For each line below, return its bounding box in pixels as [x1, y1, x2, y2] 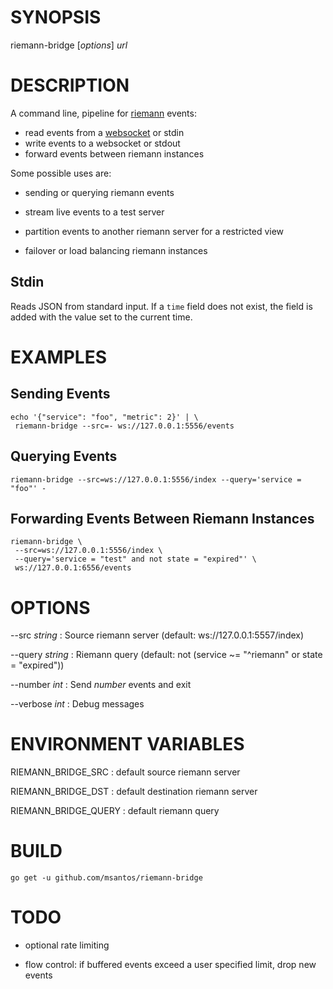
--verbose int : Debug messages [10, 698, 145, 710]
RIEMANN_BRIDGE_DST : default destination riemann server [10, 786, 258, 798]
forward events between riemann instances [24, 147, 205, 160]
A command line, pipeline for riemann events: [10, 107, 197, 119]
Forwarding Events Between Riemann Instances [10, 510, 315, 527]
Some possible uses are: [10, 167, 112, 179]
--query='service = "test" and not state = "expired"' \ [14, 554, 257, 565]
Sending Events [10, 386, 111, 403]
